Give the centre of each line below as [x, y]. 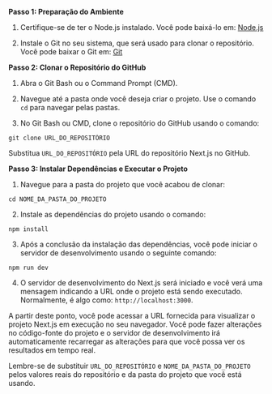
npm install [28, 229]
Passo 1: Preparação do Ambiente [66, 12]
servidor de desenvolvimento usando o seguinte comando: [118, 253]
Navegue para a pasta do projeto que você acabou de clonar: [122, 184]
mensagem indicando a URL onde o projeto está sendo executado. [131, 291]
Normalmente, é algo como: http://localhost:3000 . [106, 300]
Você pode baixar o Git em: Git [71, 51]
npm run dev [28, 268]
